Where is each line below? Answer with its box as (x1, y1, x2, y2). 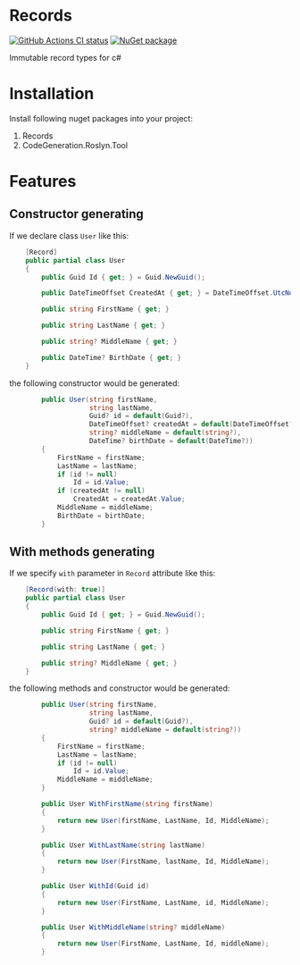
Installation (9, 84, 95, 104)
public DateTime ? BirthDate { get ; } (41, 353, 181, 362)
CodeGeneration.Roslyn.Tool (21, 139, 128, 150)
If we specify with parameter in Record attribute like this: (9, 568, 216, 579)
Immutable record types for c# (9, 52, 122, 63)
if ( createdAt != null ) (56, 486, 146, 496)
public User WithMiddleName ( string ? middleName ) (41, 922, 226, 932)
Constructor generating (9, 206, 145, 222)
